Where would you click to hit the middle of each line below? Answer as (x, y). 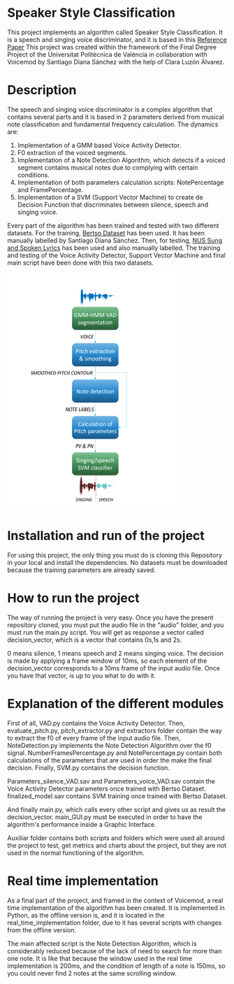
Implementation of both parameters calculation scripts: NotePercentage (120, 182)
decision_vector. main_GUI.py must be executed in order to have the (105, 817)
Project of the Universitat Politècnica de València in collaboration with (107, 54)
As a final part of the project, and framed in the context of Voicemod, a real (115, 900)
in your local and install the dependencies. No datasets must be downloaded (117, 562)
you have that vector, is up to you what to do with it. (81, 675)
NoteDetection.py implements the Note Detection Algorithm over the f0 (109, 745)
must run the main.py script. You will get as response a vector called (105, 632)
